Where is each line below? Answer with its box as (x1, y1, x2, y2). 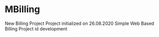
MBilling (5, 4, 40, 15)
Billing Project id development (5, 25, 67, 31)
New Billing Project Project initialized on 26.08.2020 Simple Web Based (5, 20, 154, 26)
